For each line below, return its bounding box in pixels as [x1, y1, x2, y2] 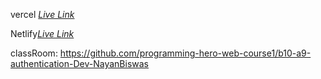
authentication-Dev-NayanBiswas [10, 58, 150, 69]
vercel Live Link [10, 9, 75, 20]
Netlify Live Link [10, 28, 75, 39]
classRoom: [10, 47, 58, 59]
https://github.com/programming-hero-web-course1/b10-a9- [59, 47, 312, 59]
